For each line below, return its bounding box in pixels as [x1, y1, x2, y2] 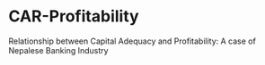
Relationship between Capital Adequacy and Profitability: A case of [8, 36, 257, 46]
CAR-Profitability [8, 6, 140, 27]
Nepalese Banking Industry [8, 45, 109, 55]
